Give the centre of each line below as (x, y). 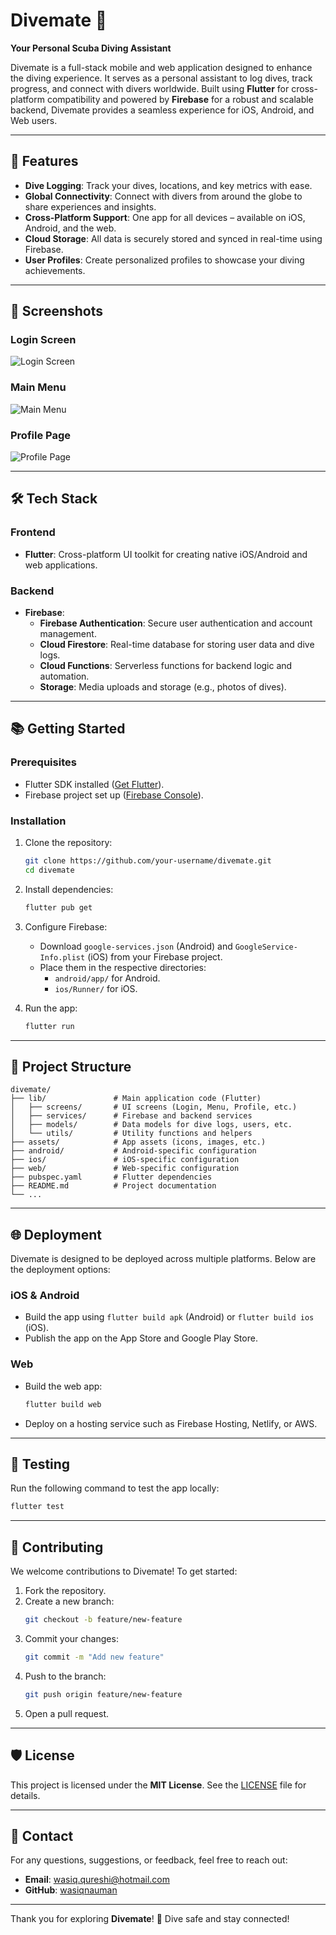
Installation (38, 821)
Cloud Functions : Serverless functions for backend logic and (166, 666)
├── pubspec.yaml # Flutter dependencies (111, 1177)
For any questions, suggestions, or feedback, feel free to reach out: (149, 1860)
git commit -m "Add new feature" (94, 1657)
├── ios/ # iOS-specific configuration (125, 1160)
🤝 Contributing (57, 1547)
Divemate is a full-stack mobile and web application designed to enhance (161, 67)
